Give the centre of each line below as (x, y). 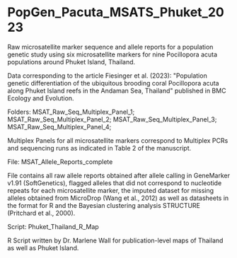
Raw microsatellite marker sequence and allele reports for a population (110, 47)
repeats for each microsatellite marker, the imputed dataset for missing (111, 190)
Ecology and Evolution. (41, 98)
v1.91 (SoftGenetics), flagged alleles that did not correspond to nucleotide (115, 183)
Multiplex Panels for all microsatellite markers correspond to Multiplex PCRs (118, 140)
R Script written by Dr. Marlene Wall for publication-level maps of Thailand (115, 240)
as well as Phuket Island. (43, 247)
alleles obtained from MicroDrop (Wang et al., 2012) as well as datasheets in (118, 198)
